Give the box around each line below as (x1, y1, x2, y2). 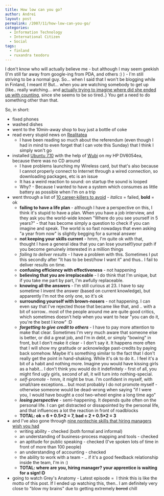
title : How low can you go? (5, 7, 63, 12)
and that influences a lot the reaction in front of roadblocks (19, 407, 139, 414)
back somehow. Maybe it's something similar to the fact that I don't (19, 351, 155, 356)
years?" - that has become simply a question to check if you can (19, 220, 150, 226)
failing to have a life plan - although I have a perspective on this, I (19, 205, 153, 211)
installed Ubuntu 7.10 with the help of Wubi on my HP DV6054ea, (12, 153, 143, 159)
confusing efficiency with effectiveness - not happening (19, 267, 136, 273)
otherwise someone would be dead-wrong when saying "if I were (19, 387, 152, 393)
